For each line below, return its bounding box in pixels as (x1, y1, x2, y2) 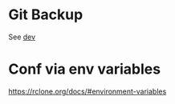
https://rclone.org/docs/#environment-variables (8, 86, 167, 96)
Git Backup (8, 6, 83, 24)
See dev (8, 32, 36, 42)
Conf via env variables (8, 60, 161, 78)
